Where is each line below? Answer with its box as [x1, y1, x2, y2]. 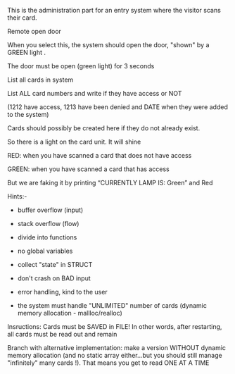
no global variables [17, 247, 73, 255]
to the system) [7, 111, 49, 118]
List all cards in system [7, 75, 74, 84]
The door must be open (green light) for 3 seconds [7, 62, 155, 70]
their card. [7, 13, 37, 22]
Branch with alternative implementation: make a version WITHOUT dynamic [7, 344, 227, 351]
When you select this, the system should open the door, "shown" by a [7, 41, 210, 49]
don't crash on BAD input [17, 274, 91, 282]
